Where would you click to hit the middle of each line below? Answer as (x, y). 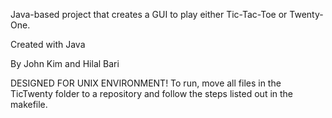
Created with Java (48, 44)
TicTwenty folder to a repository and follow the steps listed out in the (152, 93)
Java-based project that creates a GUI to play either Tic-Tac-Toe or (149, 14)
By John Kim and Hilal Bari (65, 63)
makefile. (29, 104)
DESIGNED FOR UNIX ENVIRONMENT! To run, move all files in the (146, 83)
